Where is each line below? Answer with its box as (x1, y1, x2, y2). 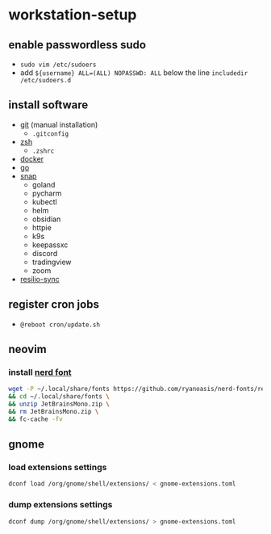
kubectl (31, 196, 58, 207)
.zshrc (31, 147, 55, 155)
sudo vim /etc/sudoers (19, 61, 97, 69)
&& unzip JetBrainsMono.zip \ (8, 400, 110, 409)
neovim (8, 343, 47, 356)
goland (31, 179, 56, 189)
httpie (31, 222, 52, 232)
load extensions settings (8, 462, 107, 473)
